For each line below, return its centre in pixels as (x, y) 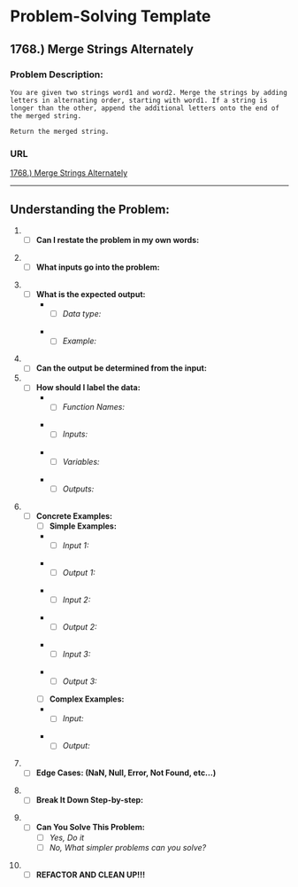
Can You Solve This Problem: (90, 828)
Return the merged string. (60, 131)
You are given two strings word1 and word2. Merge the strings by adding (149, 92)
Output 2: (80, 626)
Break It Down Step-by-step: (90, 800)
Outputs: (78, 489)
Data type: (82, 314)
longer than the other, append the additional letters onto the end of (145, 108)
